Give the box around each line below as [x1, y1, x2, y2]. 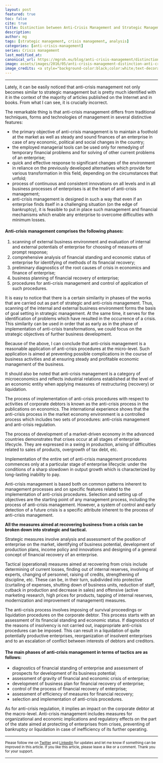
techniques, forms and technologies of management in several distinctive [5, 114, 152, 120]
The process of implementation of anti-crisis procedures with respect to [5, 396, 149, 402]
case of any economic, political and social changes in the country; [12, 139, 145, 145]
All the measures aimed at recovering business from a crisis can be [5, 522, 144, 528]
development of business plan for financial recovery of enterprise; [12, 681, 145, 686]
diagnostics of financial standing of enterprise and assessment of [12, 665, 144, 671]
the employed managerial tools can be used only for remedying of [12, 144, 144, 150]
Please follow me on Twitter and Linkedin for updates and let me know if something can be [5, 741, 156, 745]
